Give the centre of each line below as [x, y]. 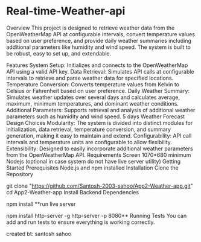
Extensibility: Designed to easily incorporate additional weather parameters [100, 148]
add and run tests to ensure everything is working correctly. [81, 222]
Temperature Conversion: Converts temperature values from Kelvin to [93, 84]
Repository [20, 174]
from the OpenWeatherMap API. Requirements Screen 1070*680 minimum [99, 154]
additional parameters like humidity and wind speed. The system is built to [99, 47]
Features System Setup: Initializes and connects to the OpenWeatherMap [97, 65]
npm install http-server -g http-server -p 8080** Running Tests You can [97, 215]
